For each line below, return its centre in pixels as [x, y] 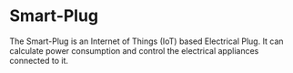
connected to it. [39, 60]
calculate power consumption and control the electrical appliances [134, 50]
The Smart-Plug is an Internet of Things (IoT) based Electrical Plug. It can [146, 41]
